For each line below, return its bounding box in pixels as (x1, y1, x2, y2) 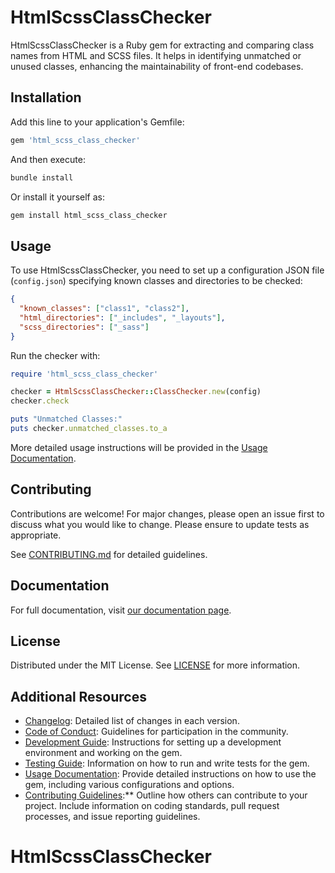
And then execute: (10, 153, 86, 165)
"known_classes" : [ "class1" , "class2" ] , (19, 304, 190, 314)
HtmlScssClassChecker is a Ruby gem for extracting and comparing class (10, 39, 315, 51)
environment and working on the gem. (24, 747, 183, 759)
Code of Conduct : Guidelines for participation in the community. (24, 726, 289, 738)
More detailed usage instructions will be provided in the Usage (10, 441, 268, 453)
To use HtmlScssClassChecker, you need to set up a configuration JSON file (10, 264, 325, 276)
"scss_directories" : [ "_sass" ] (19, 322, 150, 332)
